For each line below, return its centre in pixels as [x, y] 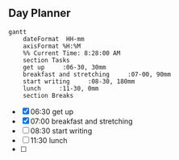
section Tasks [46, 60]
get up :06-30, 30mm [65, 67]
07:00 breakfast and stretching [81, 121]
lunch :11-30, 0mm [61, 88]
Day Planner [40, 13]
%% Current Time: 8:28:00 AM [72, 53]
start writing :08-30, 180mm [79, 81]
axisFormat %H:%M [52, 46]
